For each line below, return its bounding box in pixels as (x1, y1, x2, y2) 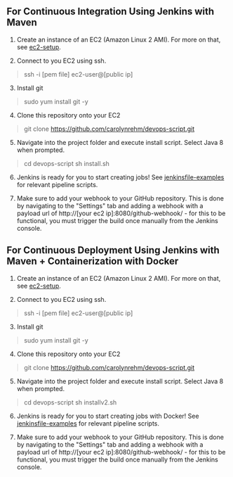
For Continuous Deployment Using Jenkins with (6, 244, 220, 256)
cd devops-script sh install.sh (23, 159, 110, 167)
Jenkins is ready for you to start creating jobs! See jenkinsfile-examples (16, 172, 225, 182)
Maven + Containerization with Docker (6, 255, 179, 267)
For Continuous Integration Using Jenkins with (6, 6, 215, 18)
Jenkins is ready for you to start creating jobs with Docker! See (16, 412, 199, 420)
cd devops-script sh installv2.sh (23, 397, 117, 407)
